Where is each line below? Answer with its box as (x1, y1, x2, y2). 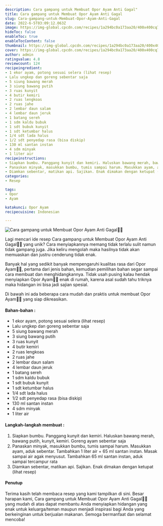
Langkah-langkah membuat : (5, 422, 65, 428)
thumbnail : (5, 43, 27, 48)
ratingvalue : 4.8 (5, 57, 40, 62)
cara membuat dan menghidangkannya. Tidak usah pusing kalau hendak (5, 271, 150, 277)
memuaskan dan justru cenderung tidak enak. (5, 252, 97, 257)
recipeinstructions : (5, 156, 47, 160)
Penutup (5, 480, 23, 486)
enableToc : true (5, 34, 38, 39)
